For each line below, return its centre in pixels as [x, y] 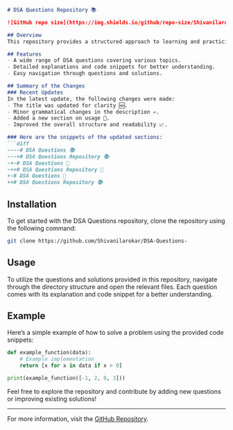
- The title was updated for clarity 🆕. [68, 105]
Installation [32, 204]
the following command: [42, 228]
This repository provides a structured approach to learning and [103, 42]
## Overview [24, 35]
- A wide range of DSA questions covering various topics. [94, 60]
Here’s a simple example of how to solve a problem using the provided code [115, 333]
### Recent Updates [35, 92]
